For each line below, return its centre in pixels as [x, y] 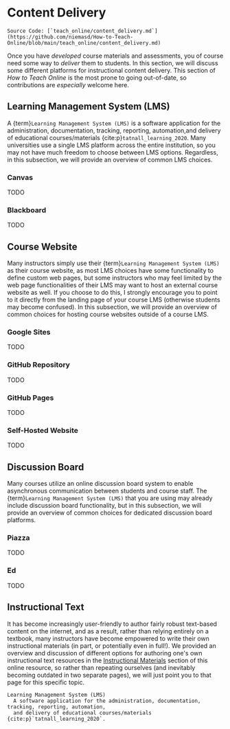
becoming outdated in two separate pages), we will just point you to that [109, 675]
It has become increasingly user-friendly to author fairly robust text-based [112, 624]
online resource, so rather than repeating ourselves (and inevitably [101, 667]
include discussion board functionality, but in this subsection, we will [104, 506]
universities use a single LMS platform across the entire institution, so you [112, 145]
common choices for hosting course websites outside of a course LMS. [108, 315]
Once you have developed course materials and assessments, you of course [115, 56]
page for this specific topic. [46, 682]
